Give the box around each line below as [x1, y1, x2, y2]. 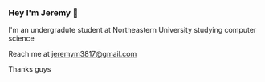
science [8, 33, 35, 43]
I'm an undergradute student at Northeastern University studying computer [8, 25, 257, 35]
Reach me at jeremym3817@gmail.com [8, 49, 137, 59]
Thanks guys [8, 64, 51, 74]
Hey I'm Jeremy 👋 [8, 7, 79, 18]
